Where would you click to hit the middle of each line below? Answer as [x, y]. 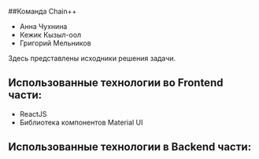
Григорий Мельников [55, 43]
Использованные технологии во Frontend [116, 83]
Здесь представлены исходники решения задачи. [92, 58]
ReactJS [33, 114]
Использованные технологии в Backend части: [130, 147]
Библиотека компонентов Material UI [81, 122]
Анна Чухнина [43, 26]
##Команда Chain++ [43, 11]
